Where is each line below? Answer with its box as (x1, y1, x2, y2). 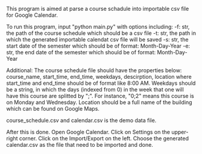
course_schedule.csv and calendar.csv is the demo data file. (6, 117, 157, 124)
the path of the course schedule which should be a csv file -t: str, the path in (6, 29, 197, 37)
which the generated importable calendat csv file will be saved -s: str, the (6, 36, 189, 43)
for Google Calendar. (6, 11, 58, 19)
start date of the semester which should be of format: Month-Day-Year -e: (6, 42, 191, 49)
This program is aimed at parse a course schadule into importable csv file (6, 5, 189, 12)
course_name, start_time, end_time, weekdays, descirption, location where (6, 73, 192, 80)
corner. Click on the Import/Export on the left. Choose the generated (19, 135, 189, 142)
